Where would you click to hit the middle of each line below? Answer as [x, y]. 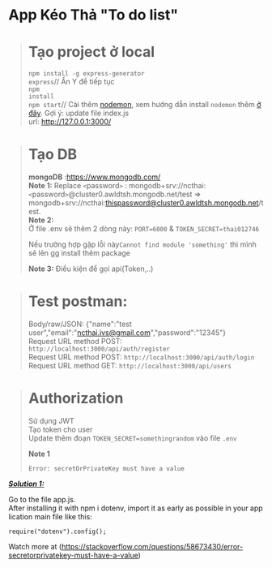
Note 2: [41, 220]
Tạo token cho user [60, 429]
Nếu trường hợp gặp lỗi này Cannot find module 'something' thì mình [142, 244]
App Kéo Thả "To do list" [93, 15]
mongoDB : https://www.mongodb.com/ [94, 177]
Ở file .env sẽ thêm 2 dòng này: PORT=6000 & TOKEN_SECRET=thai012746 [144, 229]
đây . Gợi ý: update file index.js [79, 113]
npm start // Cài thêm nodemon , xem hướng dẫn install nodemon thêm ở [144, 105]
